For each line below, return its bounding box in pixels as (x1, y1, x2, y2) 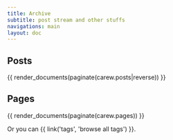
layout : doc (7, 29, 42, 37)
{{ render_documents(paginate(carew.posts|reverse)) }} (7, 73, 166, 81)
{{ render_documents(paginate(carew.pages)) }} (7, 111, 145, 119)
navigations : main (7, 23, 60, 30)
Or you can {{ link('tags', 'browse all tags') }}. (7, 125, 136, 133)
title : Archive (7, 10, 51, 17)
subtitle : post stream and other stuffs (7, 17, 126, 23)
